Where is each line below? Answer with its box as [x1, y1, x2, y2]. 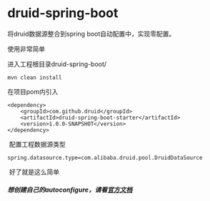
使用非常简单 [7, 44, 45, 53]
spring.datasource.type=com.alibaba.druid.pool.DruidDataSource [7, 154, 203, 161]
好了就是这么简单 [9, 167, 59, 176]
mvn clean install [7, 73, 62, 81]
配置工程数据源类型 [9, 140, 66, 148]
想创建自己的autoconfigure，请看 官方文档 [7, 185, 133, 194]
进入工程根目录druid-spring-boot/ [7, 59, 107, 68]
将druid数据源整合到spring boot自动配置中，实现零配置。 [7, 29, 176, 38]
